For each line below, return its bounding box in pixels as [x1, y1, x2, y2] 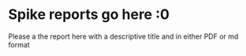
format [8, 39, 30, 49]
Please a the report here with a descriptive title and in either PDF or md [8, 32, 239, 41]
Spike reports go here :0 [8, 6, 170, 24]
